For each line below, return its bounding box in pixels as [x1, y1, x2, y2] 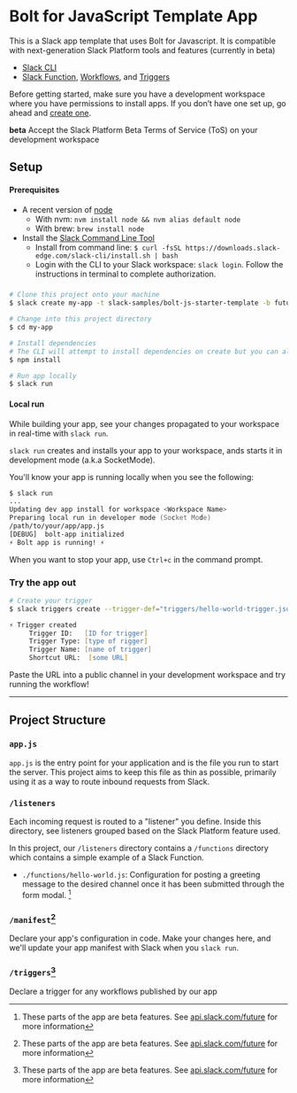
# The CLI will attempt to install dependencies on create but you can [9, 347, 278, 356]
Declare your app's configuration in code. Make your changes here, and [9, 933, 271, 944]
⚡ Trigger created [9, 620, 77, 630]
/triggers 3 [9, 965, 57, 978]
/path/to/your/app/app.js [9, 522, 104, 531]
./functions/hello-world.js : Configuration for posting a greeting [21, 870, 261, 880]
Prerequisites [9, 184, 60, 195]
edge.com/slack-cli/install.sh [34, 251, 151, 260]
